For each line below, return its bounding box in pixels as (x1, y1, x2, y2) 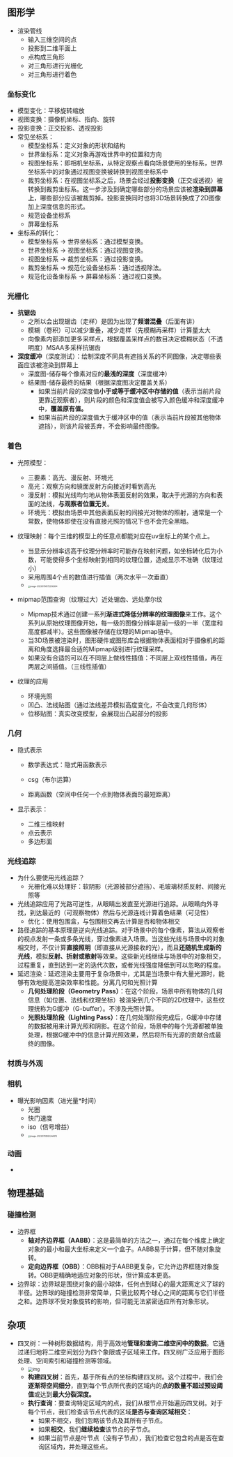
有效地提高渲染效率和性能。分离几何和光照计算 (23, 978, 158, 986)
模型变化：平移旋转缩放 (17, 107, 85, 115)
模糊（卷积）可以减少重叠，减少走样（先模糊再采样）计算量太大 (27, 326, 211, 334)
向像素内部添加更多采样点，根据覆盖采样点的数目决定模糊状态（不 (27, 334, 217, 343)
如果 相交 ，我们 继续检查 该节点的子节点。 (38, 1425, 154, 1433)
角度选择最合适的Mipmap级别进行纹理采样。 (40, 644, 167, 653)
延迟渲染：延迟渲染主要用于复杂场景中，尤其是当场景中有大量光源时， (17, 970, 219, 978)
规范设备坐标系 (27, 212, 71, 220)
